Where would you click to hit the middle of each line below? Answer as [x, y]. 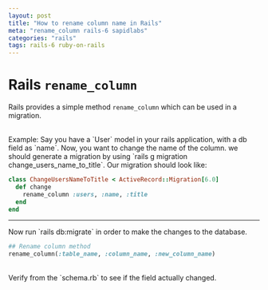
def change [33, 187]
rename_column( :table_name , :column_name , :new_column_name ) [112, 254]
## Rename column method [49, 247]
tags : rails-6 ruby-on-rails [57, 46]
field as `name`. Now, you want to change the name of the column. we [123, 148]
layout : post [30, 16]
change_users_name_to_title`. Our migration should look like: [108, 165]
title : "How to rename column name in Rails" [85, 23]
